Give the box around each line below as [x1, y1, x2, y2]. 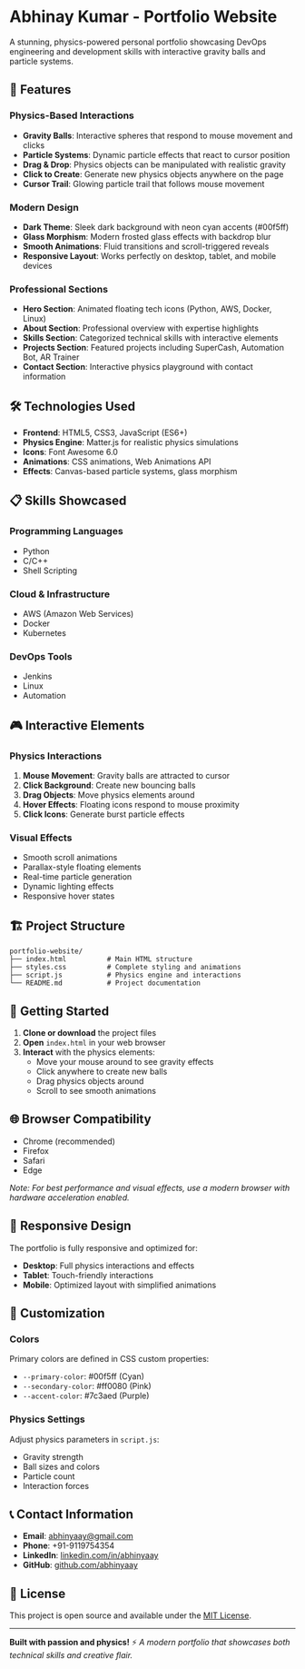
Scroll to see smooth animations [35, 1085, 157, 1096]
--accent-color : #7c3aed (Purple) [22, 1390, 150, 1401]
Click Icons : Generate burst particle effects [22, 809, 185, 820]
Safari [22, 1155, 45, 1166]
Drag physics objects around [35, 1075, 144, 1087]
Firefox [22, 1145, 50, 1156]
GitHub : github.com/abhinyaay [22, 1560, 139, 1571]
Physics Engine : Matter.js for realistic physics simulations [22, 437, 239, 448]
